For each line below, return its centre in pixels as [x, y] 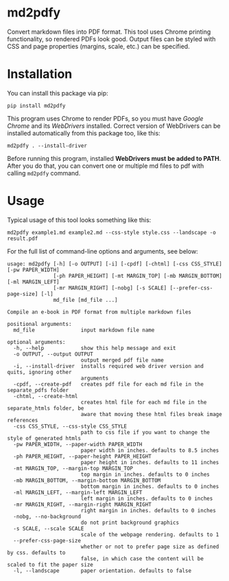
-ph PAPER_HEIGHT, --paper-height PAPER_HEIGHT [83, 456]
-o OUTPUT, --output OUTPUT [53, 354]
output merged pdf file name [122, 360]
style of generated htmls [44, 438]
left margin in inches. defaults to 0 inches [147, 498]
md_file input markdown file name [84, 330]
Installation [40, 74]
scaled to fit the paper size [50, 564]
